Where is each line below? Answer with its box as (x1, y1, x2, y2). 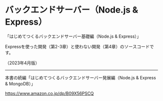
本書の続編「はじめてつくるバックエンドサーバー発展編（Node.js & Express (5, 74, 156, 80)
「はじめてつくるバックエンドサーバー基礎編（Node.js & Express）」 (5, 33, 142, 39)
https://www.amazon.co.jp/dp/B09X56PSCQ (5, 90, 94, 96)
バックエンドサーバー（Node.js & (5, 4, 138, 15)
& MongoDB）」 (5, 81, 35, 87)
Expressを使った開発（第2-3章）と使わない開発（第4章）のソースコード (5, 43, 150, 49)
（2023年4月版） (5, 60, 40, 66)
